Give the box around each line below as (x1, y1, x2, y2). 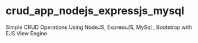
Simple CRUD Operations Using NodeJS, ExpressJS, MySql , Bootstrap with (5, 24, 193, 31)
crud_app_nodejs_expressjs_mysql (5, 4, 185, 18)
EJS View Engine (5, 29, 47, 37)
